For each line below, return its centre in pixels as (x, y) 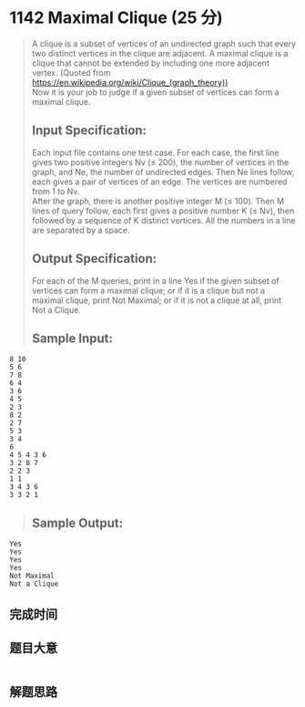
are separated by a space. (81, 230)
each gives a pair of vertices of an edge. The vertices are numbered (159, 182)
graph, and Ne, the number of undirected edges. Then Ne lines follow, (163, 172)
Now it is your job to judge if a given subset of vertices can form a (155, 92)
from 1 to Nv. (56, 191)
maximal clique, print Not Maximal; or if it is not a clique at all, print (157, 300)
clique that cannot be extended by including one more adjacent (151, 63)
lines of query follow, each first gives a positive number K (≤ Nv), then (163, 211)
